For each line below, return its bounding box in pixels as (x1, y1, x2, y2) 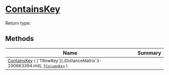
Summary (137, 49, 161, 56)
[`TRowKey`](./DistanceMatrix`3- (36, 57, 102, 63)
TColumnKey (43, 63, 65, 68)
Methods (5, 34, 34, 43)
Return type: (5, 20, 31, 26)
